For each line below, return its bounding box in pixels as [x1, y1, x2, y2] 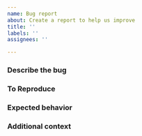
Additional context [7, 121, 72, 131]
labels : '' [7, 29, 39, 37]
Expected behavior [7, 103, 73, 112]
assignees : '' [7, 36, 49, 43]
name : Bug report [7, 10, 58, 17]
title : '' [7, 23, 36, 30]
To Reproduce [7, 84, 56, 93]
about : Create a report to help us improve [7, 17, 136, 24]
